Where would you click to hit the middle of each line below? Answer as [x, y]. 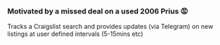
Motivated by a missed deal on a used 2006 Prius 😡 [98, 11]
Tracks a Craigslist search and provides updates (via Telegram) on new [110, 27]
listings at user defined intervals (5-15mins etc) [75, 34]
